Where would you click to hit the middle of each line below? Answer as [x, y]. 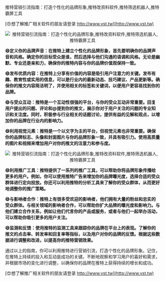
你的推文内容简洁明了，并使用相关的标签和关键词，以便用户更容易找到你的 [84, 86]
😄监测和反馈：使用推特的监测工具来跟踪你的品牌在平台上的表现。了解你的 [81, 228]
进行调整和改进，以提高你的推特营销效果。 [52, 240]
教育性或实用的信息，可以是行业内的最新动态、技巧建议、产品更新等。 [84, 79]
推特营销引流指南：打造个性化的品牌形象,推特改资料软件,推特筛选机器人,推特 [82, 7]
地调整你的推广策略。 [27, 189]
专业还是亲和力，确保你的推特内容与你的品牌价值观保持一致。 [76, 63]
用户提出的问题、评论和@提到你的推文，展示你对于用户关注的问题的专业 [78, 108]
